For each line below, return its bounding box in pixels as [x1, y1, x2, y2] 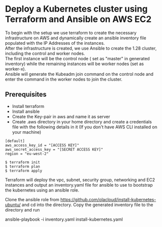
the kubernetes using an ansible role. [5, 187, 79, 193]
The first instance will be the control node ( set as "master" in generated [5, 55, 150, 61]
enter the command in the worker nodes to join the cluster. [5, 76, 123, 82]
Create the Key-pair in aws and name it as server [12, 113, 110, 120]
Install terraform [12, 103, 45, 109]
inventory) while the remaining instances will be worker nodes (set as [5, 61, 144, 67]
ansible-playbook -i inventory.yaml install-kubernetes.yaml [5, 216, 123, 222]
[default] [5, 139, 25, 143]
